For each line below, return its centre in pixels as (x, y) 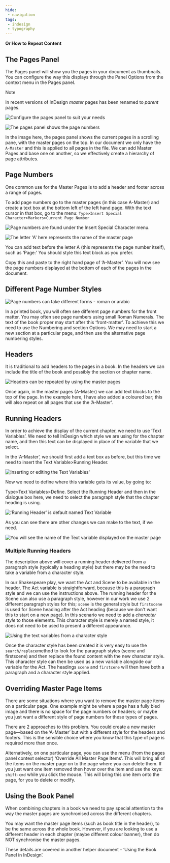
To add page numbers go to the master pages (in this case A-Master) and (82, 202)
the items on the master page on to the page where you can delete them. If (83, 764)
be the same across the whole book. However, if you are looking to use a (81, 829)
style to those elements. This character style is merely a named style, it (80, 620)
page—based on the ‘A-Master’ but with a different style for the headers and (85, 732)
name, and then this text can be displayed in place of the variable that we (82, 442)
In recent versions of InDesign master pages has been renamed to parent (82, 102)
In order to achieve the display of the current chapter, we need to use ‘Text (83, 431)
